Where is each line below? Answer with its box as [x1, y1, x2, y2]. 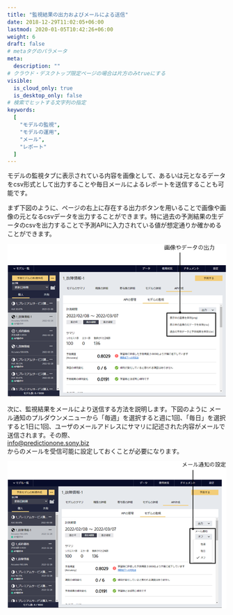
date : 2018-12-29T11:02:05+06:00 [7, 18, 104, 26]
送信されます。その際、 [7, 431, 74, 439]
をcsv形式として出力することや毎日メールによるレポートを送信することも [7, 180, 218, 189]
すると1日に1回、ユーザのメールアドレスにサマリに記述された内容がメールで [7, 422, 226, 431]
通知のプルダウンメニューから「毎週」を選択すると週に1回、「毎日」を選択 [13, 413, 226, 422]
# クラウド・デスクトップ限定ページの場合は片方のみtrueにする [7, 70, 166, 77]
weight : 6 [7, 33, 36, 40]
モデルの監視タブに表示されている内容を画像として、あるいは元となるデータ [7, 171, 226, 180]
